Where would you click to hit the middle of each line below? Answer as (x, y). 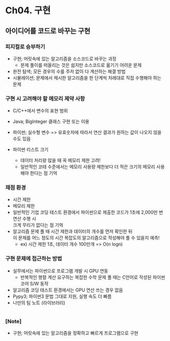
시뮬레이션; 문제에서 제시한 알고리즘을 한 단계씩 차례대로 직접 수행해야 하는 (87, 77)
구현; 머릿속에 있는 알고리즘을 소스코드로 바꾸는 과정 (64, 59)
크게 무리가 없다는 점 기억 (38, 225)
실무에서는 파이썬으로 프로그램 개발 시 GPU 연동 (60, 271)
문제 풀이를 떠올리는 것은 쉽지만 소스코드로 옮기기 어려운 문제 (81, 65)
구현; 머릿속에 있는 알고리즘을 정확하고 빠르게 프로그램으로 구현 (76, 333)
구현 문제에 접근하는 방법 (34, 259)
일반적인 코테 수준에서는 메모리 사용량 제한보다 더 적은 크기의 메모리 (88, 167)
